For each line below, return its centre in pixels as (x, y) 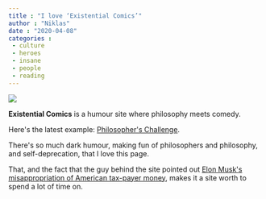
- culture (28, 46)
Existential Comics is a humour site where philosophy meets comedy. (125, 114)
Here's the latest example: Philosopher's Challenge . (94, 129)
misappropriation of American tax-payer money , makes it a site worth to (128, 177)
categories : (30, 38)
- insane (27, 61)
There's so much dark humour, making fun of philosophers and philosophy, (133, 145)
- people (27, 68)
